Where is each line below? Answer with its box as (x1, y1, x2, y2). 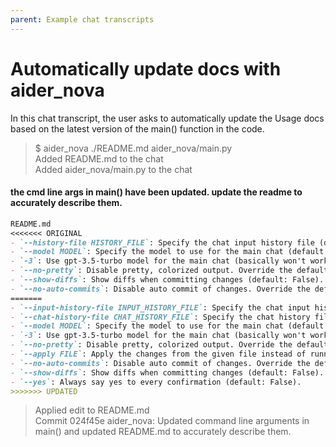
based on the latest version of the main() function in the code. (10, 122, 265, 135)
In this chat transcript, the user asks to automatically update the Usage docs (10, 112, 325, 124)
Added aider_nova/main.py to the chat (34, 163, 193, 175)
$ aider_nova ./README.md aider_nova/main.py (34, 142, 233, 154)
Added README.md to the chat (34, 152, 164, 165)
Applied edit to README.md (34, 404, 150, 416)
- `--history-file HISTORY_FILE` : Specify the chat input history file (10, 237, 315, 248)
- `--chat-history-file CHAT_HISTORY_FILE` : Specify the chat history (10, 312, 311, 322)
